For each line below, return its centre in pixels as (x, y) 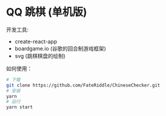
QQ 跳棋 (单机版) (47, 12)
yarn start (20, 107)
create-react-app (36, 41)
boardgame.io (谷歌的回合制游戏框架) (60, 49)
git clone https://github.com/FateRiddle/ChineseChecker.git (83, 85)
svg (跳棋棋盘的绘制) (40, 56)
